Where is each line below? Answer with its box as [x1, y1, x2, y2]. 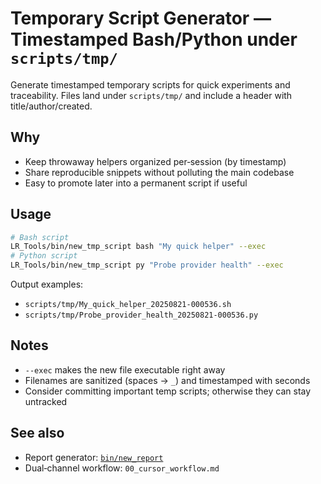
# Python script [10, 251, 78, 261]
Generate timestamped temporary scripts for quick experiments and [10, 78, 291, 91]
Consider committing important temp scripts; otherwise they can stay [24, 385, 312, 397]
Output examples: [10, 278, 84, 291]
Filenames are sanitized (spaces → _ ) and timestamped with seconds [24, 374, 311, 386]
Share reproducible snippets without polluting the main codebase [24, 166, 295, 178]
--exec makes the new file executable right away [24, 363, 226, 376]
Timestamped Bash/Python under [10, 28, 298, 51]
